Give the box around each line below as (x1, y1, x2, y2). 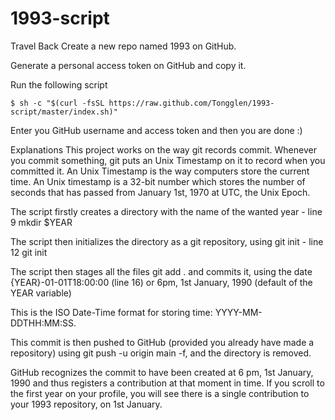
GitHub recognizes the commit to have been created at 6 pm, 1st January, (10, 366, 314, 378)
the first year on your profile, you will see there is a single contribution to (10, 387, 310, 399)
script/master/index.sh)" (10, 107, 118, 117)
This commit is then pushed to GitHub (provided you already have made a (10, 336, 315, 348)
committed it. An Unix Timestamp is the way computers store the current (10, 165, 310, 177)
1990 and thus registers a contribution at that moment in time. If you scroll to (10, 377, 325, 389)
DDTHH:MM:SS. (10, 317, 77, 329)
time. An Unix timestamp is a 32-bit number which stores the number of (10, 175, 306, 187)
